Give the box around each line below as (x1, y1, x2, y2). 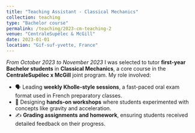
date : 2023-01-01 (6, 37, 50, 43)
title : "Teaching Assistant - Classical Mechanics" (6, 8, 138, 15)
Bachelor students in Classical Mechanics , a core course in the (6, 65, 166, 72)
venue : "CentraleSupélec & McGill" (6, 31, 96, 37)
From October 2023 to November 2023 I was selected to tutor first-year (6, 58, 186, 66)
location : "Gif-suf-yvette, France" (6, 43, 98, 49)
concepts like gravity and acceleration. (14, 104, 111, 111)
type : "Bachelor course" (6, 20, 69, 26)
